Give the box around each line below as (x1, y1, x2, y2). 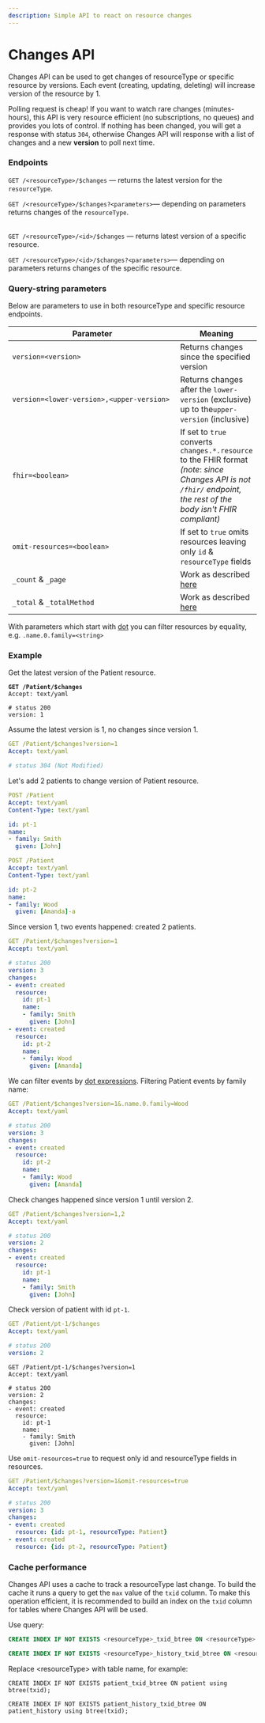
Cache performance (8, 1562, 88, 1573)
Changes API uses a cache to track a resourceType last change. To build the (8, 1580, 256, 1589)
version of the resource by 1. (8, 89, 101, 98)
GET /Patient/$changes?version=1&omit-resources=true (8, 1477, 189, 1485)
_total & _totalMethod (12, 596, 95, 608)
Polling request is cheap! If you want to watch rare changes (8, 104, 201, 113)
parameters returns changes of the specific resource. (8, 263, 182, 273)
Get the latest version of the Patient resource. (8, 668, 156, 677)
